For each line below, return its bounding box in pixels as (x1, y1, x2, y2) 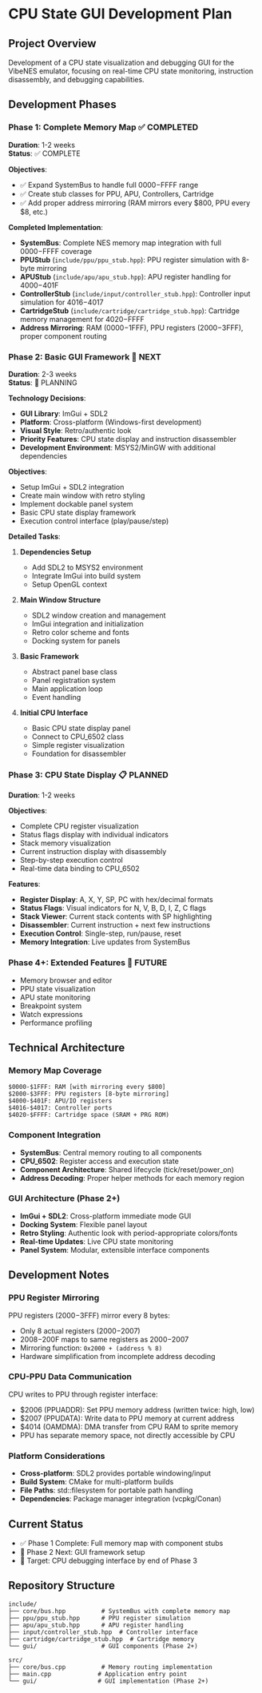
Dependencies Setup (19, 546, 92, 556)
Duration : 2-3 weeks (8, 369, 77, 379)
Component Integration (8, 1130, 101, 1141)
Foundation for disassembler (31, 749, 126, 758)
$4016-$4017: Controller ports (8, 1104, 113, 1112)
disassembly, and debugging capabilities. (8, 75, 145, 84)
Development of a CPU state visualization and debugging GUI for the (8, 58, 234, 67)
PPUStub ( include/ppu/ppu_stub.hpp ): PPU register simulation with (19, 255, 240, 264)
